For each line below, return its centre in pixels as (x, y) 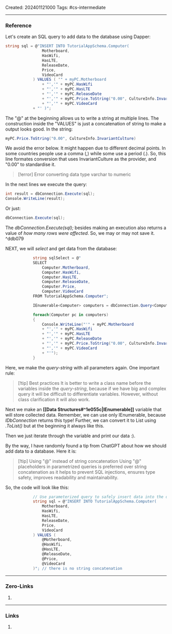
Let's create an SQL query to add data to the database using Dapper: (78, 37)
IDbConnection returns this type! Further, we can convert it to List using (81, 420)
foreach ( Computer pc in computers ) (71, 315)
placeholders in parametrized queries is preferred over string (82, 467)
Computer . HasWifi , (61, 272)
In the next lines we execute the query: (46, 184)
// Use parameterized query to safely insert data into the (98, 497)
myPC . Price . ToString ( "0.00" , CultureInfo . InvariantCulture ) (71, 138)
